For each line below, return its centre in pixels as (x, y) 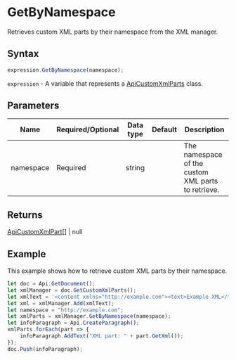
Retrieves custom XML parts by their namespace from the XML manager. (113, 32)
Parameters (33, 106)
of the (194, 164)
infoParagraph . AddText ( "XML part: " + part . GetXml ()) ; (102, 336)
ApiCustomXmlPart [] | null (45, 232)
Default (165, 129)
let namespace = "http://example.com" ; (66, 310)
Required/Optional (87, 129)
